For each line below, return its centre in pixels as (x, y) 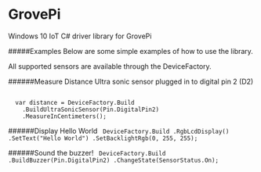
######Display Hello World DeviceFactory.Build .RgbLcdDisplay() (119, 131)
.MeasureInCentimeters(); (65, 116)
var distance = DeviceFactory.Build (75, 102)
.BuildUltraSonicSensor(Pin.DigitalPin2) (91, 109)
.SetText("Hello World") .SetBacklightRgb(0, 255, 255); (103, 138)
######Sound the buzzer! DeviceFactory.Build (87, 152)
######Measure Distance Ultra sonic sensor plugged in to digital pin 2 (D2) (131, 81)
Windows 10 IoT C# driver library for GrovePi (80, 36)
